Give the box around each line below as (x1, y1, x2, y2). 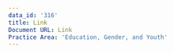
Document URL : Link (8, 26, 73, 34)
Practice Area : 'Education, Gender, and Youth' (8, 33, 168, 41)
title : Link (8, 19, 47, 26)
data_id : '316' (8, 11, 59, 19)
